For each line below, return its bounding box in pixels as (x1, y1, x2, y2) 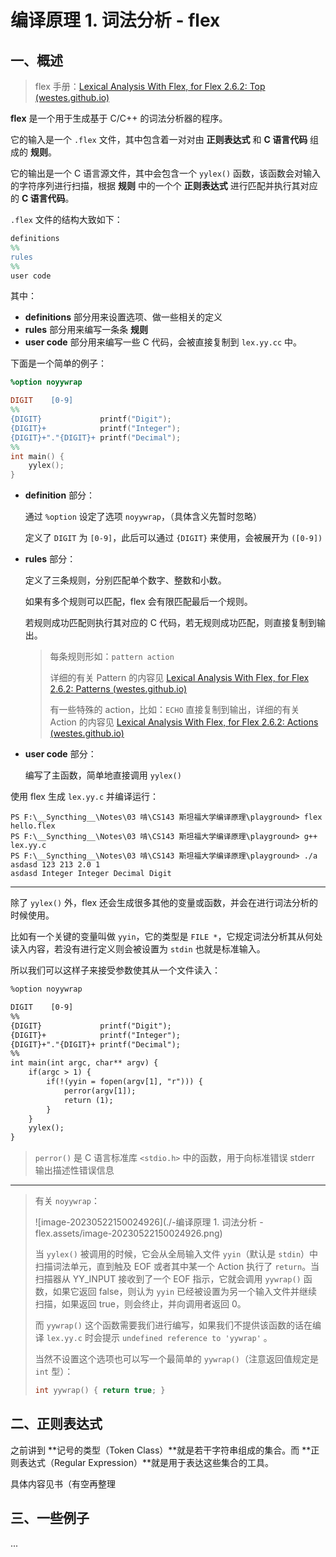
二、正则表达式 (10, 1416, 103, 1433)
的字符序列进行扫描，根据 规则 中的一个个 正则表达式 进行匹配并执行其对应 (10, 180, 318, 191)
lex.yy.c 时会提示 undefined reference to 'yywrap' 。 (46, 1332, 273, 1344)
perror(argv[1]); (63, 1086, 137, 1096)
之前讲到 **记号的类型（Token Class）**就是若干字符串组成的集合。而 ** (10, 1444, 312, 1456)
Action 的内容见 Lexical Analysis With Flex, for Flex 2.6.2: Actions (49, 716, 319, 728)
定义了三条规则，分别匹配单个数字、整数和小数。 (24, 574, 227, 586)
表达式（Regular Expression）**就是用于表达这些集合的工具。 (18, 1456, 274, 1468)
